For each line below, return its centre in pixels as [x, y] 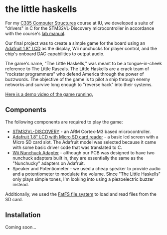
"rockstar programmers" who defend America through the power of [75, 74]
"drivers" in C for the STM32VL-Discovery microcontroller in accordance [80, 28]
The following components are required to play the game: [64, 122]
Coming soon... [21, 227]
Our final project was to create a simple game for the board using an [75, 43]
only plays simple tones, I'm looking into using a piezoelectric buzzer [83, 179]
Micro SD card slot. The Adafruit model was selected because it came [84, 142]
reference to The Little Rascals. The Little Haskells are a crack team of [77, 69]
